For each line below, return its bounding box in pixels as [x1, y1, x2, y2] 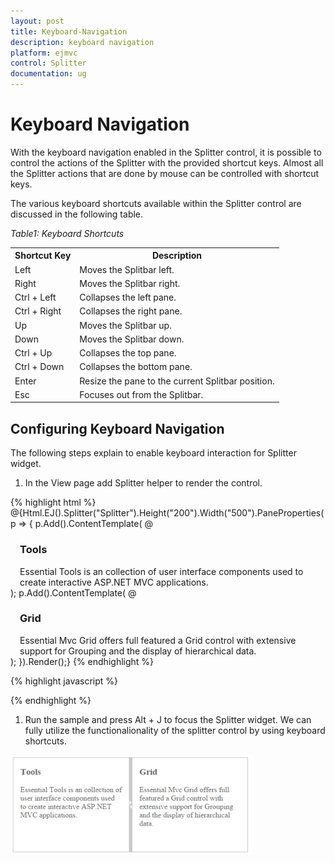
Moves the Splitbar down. [79, 333, 185, 345]
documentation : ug [10, 69, 87, 79]
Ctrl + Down [14, 361, 65, 373]
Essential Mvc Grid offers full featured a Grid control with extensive [19, 634, 297, 646]
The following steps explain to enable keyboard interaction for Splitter [10, 447, 297, 459]
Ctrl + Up [14, 347, 53, 359]
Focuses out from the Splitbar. [79, 388, 204, 400]
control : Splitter [10, 58, 87, 69]
